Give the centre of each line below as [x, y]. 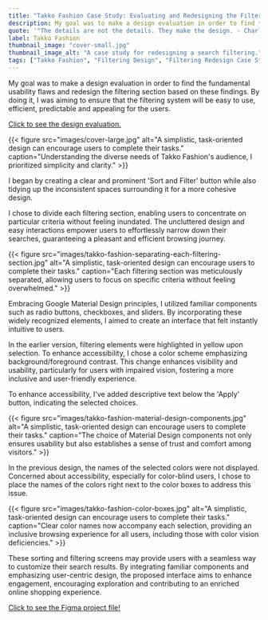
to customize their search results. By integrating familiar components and [129, 566]
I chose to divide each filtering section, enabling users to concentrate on [128, 213]
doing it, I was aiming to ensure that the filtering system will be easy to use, [132, 100]
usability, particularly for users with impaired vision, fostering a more [121, 370]
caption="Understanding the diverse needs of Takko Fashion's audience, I [130, 156]
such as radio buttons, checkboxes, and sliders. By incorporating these [125, 312]
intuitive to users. [37, 329]
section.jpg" [28, 262]
